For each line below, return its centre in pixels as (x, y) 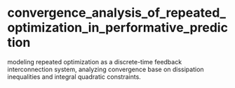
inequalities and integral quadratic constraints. (74, 76)
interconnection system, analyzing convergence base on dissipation (106, 69)
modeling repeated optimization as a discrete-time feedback (95, 61)
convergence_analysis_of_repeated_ (117, 13)
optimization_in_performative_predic (117, 28)
